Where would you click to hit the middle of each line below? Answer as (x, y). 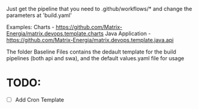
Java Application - (128, 33)
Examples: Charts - (30, 27)
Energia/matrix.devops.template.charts (55, 33)
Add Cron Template (40, 99)
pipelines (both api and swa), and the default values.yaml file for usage (95, 58)
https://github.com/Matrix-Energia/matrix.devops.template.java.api (90, 40)
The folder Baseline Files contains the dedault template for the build (91, 52)
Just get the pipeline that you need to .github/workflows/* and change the (99, 9)
